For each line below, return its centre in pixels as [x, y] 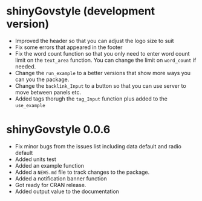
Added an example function [50, 165]
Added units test [35, 159]
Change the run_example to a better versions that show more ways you [103, 73]
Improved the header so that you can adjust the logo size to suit [94, 41]
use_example [30, 105]
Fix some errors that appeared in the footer [69, 47]
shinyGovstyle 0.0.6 [58, 130]
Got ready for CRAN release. [50, 185]
